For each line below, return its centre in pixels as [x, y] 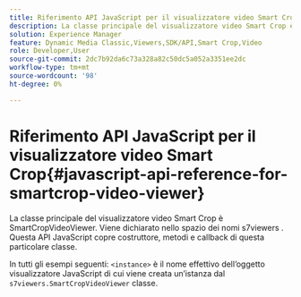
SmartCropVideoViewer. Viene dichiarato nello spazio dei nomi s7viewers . [146, 227]
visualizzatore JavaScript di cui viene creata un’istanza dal [117, 273]
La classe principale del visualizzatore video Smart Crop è [116, 218]
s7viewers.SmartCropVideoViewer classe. [84, 283]
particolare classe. [43, 246]
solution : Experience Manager [66, 34]
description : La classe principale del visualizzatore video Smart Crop [148, 26]
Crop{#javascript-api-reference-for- [149, 174]
